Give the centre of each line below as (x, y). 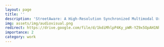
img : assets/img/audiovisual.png (39, 23)
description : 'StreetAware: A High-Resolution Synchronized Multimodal (79, 19)
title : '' (15, 14)
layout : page (18, 10)
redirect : (15, 28)
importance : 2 (20, 32)
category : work (20, 37)
